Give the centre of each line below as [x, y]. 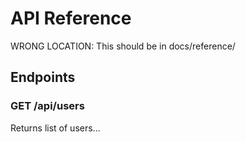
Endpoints [43, 77]
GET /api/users [47, 106]
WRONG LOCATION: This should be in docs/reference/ [123, 46]
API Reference [71, 18]
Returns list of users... [55, 128]
